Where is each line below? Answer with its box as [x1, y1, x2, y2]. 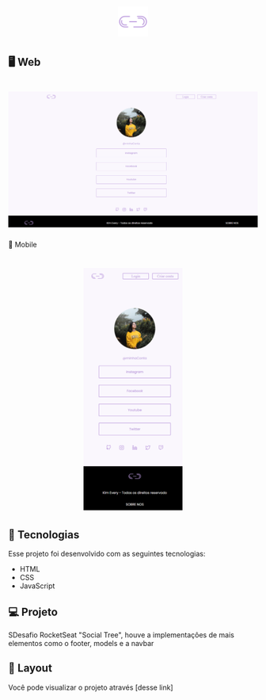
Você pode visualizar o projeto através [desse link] [8, 683, 173, 692]
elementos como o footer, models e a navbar [8, 638, 154, 648]
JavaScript [19, 581, 55, 591]
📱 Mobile [8, 239, 37, 249]
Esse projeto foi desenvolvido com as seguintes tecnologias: [8, 549, 206, 559]
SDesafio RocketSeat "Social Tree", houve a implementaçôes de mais [8, 629, 235, 640]
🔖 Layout [8, 661, 53, 675]
